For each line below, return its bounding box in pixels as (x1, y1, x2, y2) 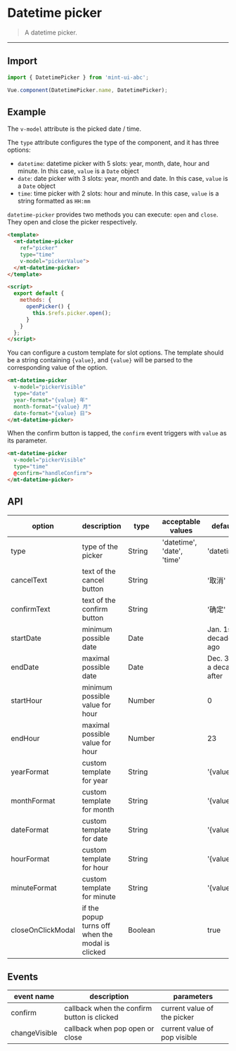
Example (7, 106, 46, 117)
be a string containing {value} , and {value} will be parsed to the (7, 356, 193, 364)
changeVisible (11, 1028, 58, 1038)
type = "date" (13, 390, 49, 397)
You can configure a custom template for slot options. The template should (7, 348, 224, 357)
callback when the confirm (64, 1004, 152, 1014)
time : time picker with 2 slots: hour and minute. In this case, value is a (17, 189, 219, 198)
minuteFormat (11, 883, 58, 893)
